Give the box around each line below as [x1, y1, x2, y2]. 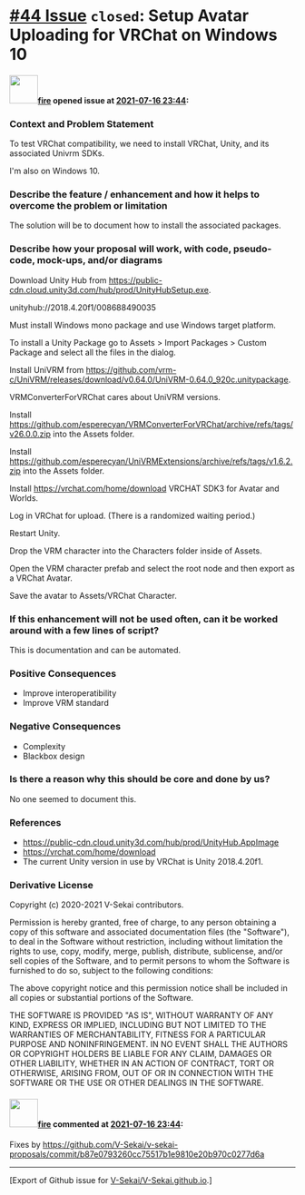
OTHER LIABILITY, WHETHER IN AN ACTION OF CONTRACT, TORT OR [9, 1058, 274, 1069]
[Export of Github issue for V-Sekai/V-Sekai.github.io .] [9, 1174, 212, 1185]
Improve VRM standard [22, 698, 109, 709]
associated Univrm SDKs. [9, 148, 104, 159]
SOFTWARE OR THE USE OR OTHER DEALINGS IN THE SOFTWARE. [9, 1077, 264, 1089]
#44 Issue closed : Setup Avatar [9, 5, 250, 26]
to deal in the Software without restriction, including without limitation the [9, 936, 283, 947]
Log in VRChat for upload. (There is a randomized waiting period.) [9, 510, 256, 521]
